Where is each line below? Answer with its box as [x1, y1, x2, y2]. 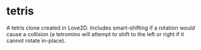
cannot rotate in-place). [6, 37, 66, 44]
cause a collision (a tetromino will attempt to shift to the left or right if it [6, 30, 185, 37]
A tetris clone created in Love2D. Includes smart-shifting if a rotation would [6, 24, 196, 31]
